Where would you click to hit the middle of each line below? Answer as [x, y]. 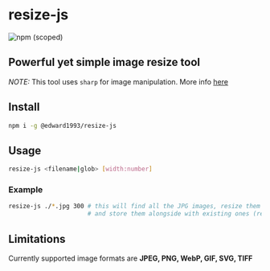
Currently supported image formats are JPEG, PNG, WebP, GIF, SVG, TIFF [131, 258]
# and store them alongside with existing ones [168, 214]
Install [24, 107]
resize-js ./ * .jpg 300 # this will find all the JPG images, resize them [135, 207]
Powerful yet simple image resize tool [104, 62]
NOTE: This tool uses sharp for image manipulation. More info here [119, 81]
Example [26, 190]
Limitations [37, 239]
